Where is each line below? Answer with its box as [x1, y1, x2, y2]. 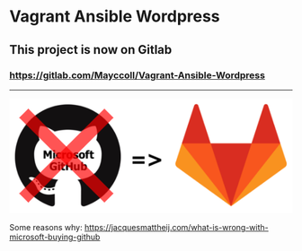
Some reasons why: [9, 222, 83, 233]
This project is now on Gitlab [9, 42, 173, 57]
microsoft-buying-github [9, 231, 101, 243]
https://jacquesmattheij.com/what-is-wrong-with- [84, 222, 270, 233]
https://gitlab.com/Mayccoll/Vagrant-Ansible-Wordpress [9, 69, 265, 82]
